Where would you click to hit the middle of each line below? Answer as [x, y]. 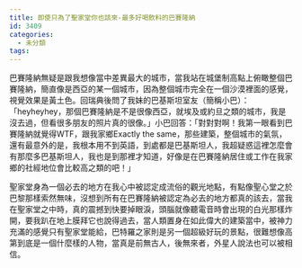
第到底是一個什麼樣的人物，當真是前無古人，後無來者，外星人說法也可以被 [147, 243]
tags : [19, 51]
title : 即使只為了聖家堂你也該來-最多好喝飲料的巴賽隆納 [102, 18]
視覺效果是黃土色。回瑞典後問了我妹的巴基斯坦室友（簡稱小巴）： [129, 101]
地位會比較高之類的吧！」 [88, 168]
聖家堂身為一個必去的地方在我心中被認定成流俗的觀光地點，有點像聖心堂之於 [151, 187]
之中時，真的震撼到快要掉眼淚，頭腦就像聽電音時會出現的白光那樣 [162, 210]
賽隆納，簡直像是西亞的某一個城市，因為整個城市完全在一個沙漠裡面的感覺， [151, 89]
